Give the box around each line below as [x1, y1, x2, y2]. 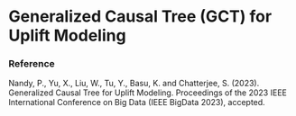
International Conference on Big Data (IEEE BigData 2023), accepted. [8, 97, 265, 108]
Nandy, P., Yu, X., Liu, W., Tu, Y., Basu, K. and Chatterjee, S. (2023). [8, 78, 260, 89]
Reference [8, 58, 55, 70]
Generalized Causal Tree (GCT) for [8, 6, 273, 27]
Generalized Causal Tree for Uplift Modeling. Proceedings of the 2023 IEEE [8, 87, 288, 98]
